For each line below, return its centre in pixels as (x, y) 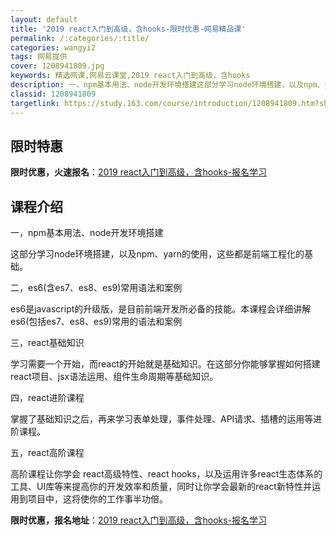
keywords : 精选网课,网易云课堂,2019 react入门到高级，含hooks (130, 76)
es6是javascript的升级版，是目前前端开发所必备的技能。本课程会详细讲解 (161, 309)
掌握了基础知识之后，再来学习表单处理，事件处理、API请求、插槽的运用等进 (166, 419)
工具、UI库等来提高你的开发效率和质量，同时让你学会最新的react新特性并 (161, 487)
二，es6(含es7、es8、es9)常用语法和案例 (96, 288)
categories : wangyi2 (53, 47)
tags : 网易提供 (39, 57)
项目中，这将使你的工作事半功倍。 (97, 499)
